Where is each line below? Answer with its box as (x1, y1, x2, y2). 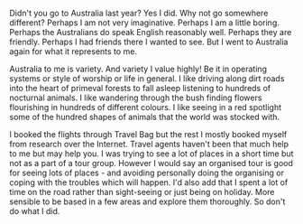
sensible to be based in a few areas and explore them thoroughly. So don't (9, 196, 286, 207)
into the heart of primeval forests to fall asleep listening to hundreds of (9, 83, 271, 93)
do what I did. (9, 206, 60, 216)
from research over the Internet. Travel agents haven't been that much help (9, 139, 289, 149)
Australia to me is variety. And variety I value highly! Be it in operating (9, 63, 268, 74)
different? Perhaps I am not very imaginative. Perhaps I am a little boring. (9, 17, 280, 28)
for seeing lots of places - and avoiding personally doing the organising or (9, 167, 284, 178)
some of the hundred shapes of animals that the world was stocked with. (9, 112, 280, 122)
